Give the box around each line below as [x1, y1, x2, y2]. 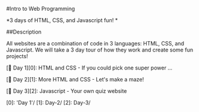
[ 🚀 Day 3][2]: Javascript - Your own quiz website [6, 87, 127, 95]
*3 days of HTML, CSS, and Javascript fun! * [6, 17, 118, 23]
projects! [6, 53, 28, 59]
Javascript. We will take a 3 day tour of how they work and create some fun [6, 46, 194, 53]
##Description [6, 28, 42, 35]
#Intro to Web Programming [6, 5, 75, 12]
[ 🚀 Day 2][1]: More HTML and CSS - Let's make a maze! [6, 76, 144, 83]
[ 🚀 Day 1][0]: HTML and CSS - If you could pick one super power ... [6, 64, 173, 71]
